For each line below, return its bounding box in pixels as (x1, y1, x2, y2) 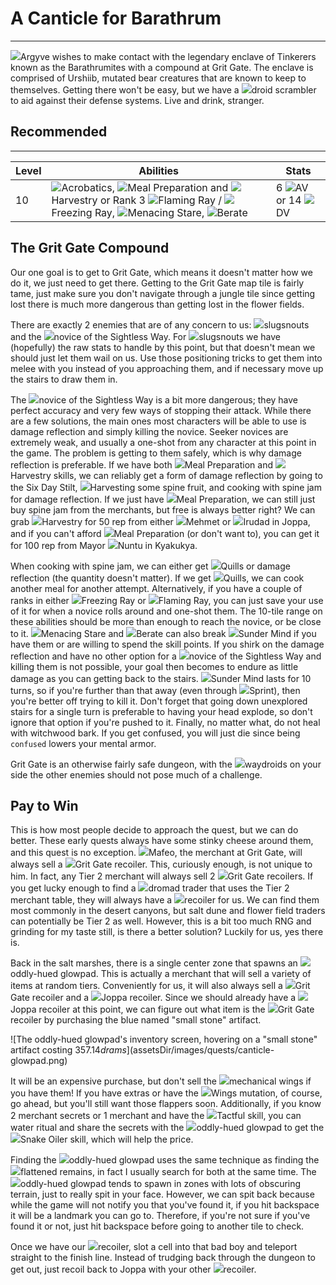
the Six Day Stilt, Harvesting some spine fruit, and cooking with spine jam (10, 481, 322, 493)
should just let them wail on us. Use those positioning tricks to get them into (10, 352, 323, 364)
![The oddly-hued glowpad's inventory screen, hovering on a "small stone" (10, 1033, 318, 1046)
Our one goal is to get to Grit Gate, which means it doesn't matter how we (10, 266, 313, 278)
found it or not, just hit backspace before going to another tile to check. (10, 1220, 305, 1232)
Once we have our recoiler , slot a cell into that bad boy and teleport (10, 1241, 298, 1253)
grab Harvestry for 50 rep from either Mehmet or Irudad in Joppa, (10, 515, 311, 527)
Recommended (10, 123, 108, 141)
